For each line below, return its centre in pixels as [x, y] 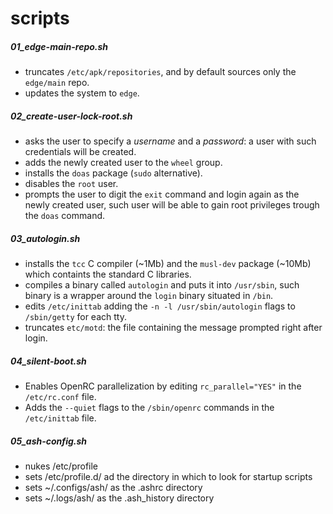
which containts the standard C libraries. [108, 274]
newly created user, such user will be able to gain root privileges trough [172, 205]
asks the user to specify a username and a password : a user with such [170, 141]
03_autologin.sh [45, 238]
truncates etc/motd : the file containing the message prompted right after [173, 328]
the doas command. [65, 216]
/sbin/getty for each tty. [75, 317]
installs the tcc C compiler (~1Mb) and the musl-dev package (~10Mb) [168, 264]
